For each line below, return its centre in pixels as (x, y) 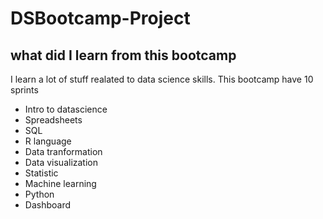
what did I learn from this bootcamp (123, 55)
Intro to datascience (66, 109)
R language (48, 141)
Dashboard (48, 205)
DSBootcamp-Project (100, 18)
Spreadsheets (53, 120)
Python (39, 194)
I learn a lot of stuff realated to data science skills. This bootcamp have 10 (162, 79)
